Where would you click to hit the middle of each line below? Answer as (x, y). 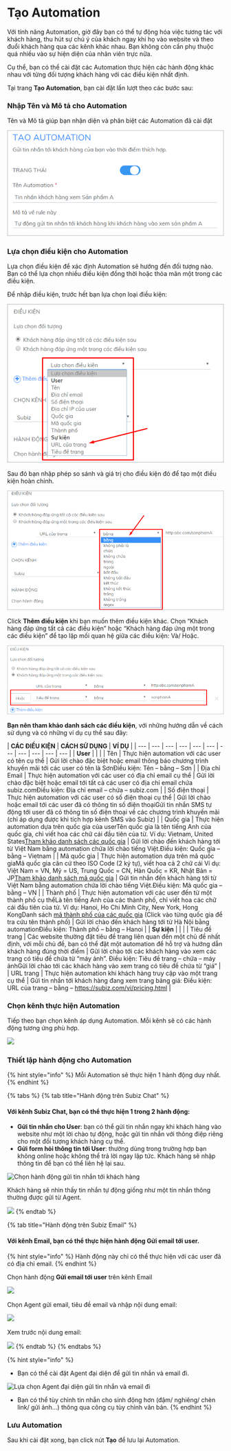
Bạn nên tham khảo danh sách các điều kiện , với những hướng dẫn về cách (115, 725)
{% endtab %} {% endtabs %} (58, 1346)
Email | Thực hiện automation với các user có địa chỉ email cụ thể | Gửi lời (111, 775)
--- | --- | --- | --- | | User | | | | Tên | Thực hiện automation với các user (120, 753)
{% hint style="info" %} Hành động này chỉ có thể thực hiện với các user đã (114, 1256)
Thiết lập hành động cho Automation (69, 1060)
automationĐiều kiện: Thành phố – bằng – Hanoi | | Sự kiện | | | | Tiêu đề (109, 929)
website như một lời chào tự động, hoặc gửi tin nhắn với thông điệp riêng (120, 1134)
